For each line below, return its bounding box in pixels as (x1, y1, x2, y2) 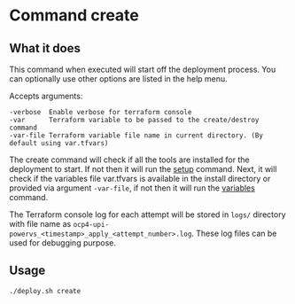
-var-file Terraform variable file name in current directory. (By (9, 131, 264, 140)
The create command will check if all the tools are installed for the (9, 154, 250, 165)
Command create (9, 5, 140, 26)
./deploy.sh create (9, 286, 82, 295)
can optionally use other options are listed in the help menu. (9, 74, 228, 84)
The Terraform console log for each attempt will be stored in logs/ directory (9, 209, 286, 220)
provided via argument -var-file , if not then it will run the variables (9, 183, 255, 193)
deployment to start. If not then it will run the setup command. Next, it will (9, 164, 277, 174)
